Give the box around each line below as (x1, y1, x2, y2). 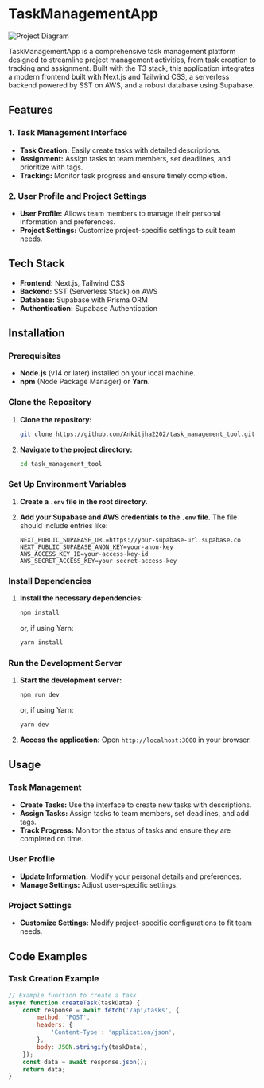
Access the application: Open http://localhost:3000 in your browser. (19, 735, 252, 744)
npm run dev (19, 691, 60, 699)
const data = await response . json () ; (22, 1058, 148, 1066)
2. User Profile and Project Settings (8, 190, 147, 201)
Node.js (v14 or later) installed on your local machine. (19, 368, 196, 378)
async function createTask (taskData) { (8, 999, 141, 1007)
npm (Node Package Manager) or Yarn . (19, 377, 150, 387)
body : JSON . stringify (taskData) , (37, 1043, 148, 1051)
